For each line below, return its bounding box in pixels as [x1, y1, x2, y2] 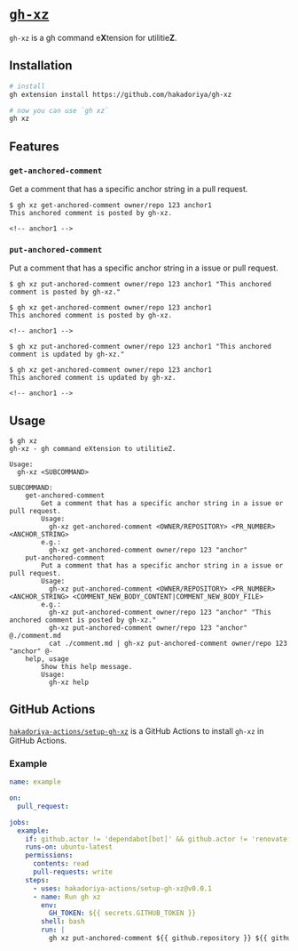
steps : [25, 875, 50, 884]
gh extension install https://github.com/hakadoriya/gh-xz [9, 90, 232, 99]
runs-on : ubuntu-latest [25, 842, 114, 851]
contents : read [32, 859, 90, 868]
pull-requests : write [32, 867, 114, 877]
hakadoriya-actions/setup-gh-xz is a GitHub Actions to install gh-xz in [9, 725, 264, 736]
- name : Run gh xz [32, 892, 101, 901]
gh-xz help [48, 678, 90, 687]
